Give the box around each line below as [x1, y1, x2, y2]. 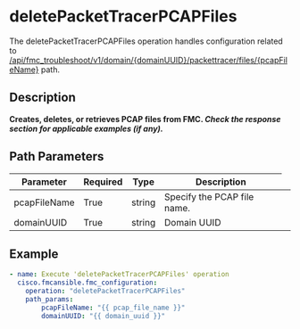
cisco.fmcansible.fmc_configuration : [17, 278, 158, 287]
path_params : [25, 295, 74, 304]
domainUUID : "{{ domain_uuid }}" [41, 311, 166, 320]
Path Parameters [9, 149, 104, 164]
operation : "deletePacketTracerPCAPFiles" [25, 287, 186, 296]
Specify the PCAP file [163, 190, 254, 202]
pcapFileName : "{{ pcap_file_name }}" [41, 303, 186, 312]
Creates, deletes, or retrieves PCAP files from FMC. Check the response [9, 113, 281, 124]
